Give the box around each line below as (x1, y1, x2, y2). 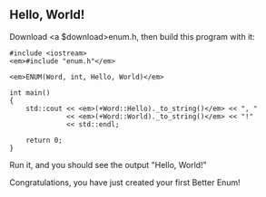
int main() (9, 88, 51, 98)
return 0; (25, 136, 64, 145)
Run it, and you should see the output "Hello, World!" (9, 159, 207, 170)
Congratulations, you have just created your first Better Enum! (9, 176, 241, 188)
